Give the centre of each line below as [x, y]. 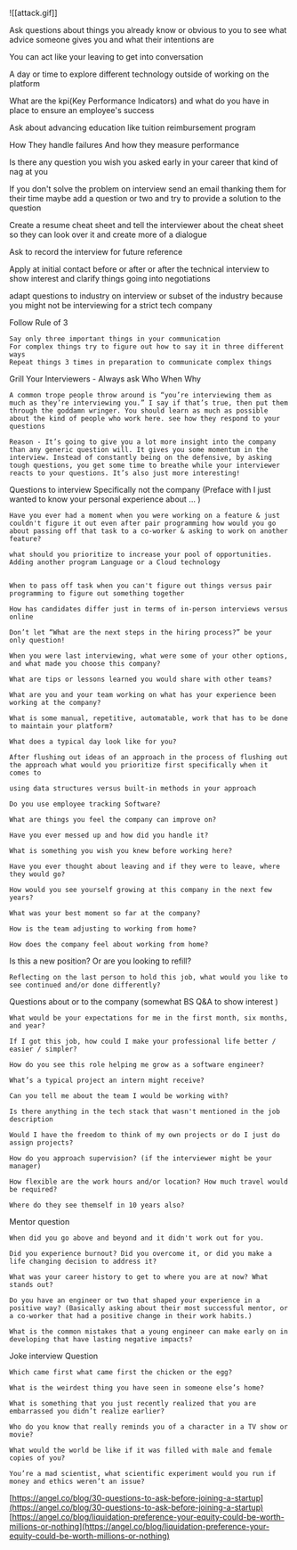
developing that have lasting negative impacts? [101, 1340]
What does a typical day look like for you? [93, 742]
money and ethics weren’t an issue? [77, 1481]
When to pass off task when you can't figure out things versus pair [141, 586]
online [21, 617]
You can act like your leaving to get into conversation [106, 57]
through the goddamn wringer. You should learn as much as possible [139, 411]
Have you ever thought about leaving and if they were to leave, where [144, 866]
